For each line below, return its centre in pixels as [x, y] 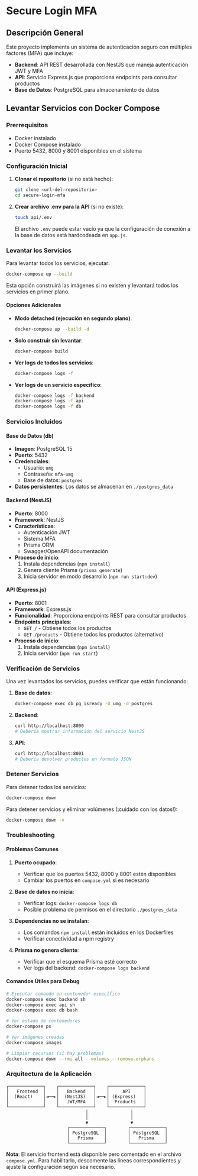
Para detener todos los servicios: [46, 787]
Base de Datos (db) [30, 435]
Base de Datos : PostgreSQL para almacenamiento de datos [87, 90]
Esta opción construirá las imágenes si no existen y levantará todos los [92, 285]
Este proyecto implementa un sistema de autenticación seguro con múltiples [99, 47]
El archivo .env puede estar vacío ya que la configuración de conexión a [103, 228]
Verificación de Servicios [43, 668]
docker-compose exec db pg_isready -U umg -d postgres [84, 704]
